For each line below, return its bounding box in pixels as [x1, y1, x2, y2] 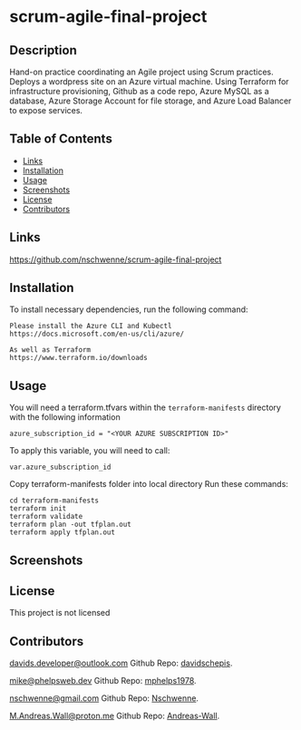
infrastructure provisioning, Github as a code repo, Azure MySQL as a [9, 86, 269, 96]
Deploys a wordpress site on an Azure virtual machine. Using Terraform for [9, 76, 289, 87]
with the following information [9, 412, 121, 423]
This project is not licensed [9, 608, 111, 618]
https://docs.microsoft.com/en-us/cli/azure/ [9, 329, 184, 339]
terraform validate [9, 512, 83, 521]
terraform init [9, 504, 67, 513]
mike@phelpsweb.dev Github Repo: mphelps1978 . [9, 676, 197, 686]
